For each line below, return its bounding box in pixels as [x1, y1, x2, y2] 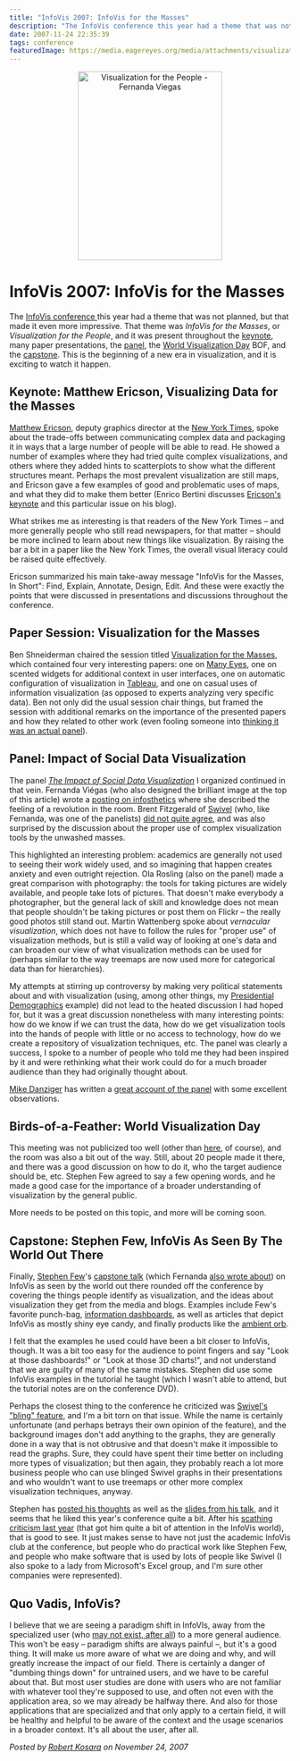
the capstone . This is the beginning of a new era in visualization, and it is [9, 350, 277, 360]
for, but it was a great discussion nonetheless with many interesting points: [9, 1009, 285, 1020]
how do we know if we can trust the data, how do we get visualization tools [9, 1019, 286, 1029]
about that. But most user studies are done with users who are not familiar [9, 1676, 282, 1687]
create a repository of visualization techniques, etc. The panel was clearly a [9, 1037, 287, 1048]
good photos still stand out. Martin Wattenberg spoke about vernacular [9, 916, 271, 927]
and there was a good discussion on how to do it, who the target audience [9, 1162, 283, 1173]
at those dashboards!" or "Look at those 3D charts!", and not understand [9, 1355, 277, 1366]
